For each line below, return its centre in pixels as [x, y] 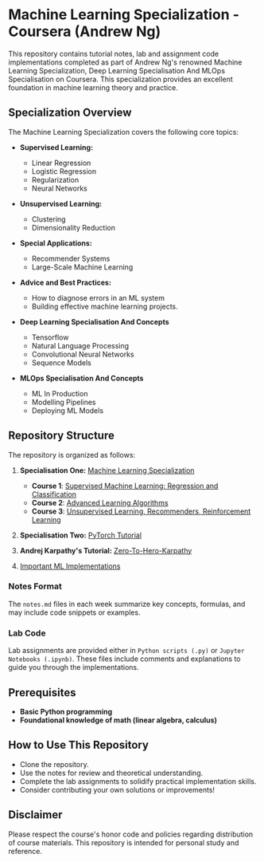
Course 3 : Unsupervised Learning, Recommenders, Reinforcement [141, 511]
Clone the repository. [54, 764]
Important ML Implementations [70, 566]
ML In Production [60, 393]
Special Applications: [56, 243]
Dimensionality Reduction [73, 227]
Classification [54, 494]
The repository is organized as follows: [72, 455]
